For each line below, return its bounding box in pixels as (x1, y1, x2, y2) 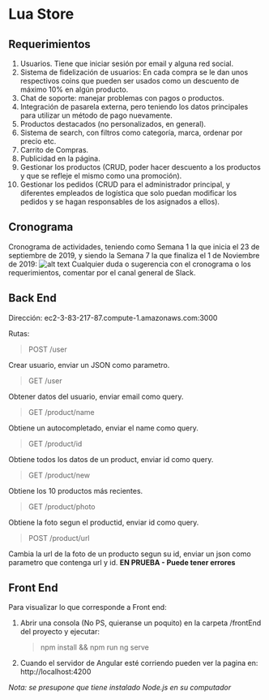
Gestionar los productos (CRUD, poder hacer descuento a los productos (19, 162, 261, 171)
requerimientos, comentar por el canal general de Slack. (8, 267, 196, 277)
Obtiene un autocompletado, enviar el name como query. (8, 423, 199, 433)
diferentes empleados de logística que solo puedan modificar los (19, 188, 237, 197)
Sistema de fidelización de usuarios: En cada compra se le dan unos (19, 67, 249, 77)
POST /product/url (28, 533, 91, 542)
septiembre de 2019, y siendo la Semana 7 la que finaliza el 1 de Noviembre (8, 250, 260, 260)
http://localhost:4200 (19, 667, 92, 676)
